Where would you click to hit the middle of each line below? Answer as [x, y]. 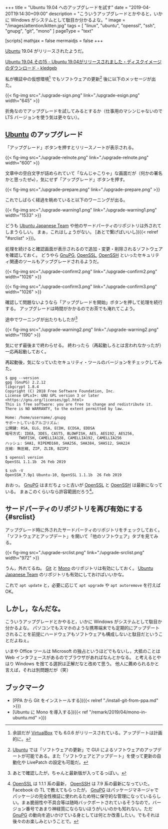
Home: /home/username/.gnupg [35, 418]
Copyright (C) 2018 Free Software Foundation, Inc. [60, 391]
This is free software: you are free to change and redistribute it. [79, 404]
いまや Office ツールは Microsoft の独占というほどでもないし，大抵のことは [83, 651]
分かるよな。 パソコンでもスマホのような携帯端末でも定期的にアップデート [82, 628]
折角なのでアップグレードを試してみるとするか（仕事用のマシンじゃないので [84, 111]
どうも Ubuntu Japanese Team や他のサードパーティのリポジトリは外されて [83, 226]
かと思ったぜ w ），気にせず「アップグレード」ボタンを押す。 [66, 179]
